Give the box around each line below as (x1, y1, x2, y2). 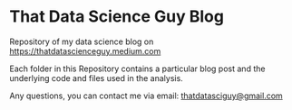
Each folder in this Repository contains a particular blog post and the (9, 63, 266, 74)
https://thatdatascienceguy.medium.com (9, 45, 161, 56)
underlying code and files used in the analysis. (9, 72, 183, 83)
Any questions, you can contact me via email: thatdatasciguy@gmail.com (9, 90, 283, 101)
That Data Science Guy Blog (9, 6, 225, 27)
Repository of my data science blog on (9, 36, 154, 47)
